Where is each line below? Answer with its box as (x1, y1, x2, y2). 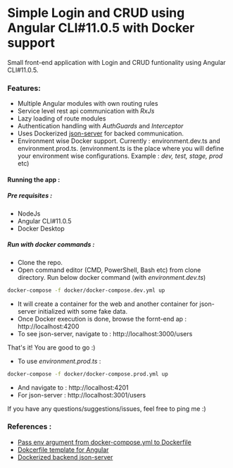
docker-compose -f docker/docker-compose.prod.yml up (7, 370, 169, 378)
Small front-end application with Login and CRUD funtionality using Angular (7, 58, 227, 66)
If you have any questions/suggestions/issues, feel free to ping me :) (7, 404, 206, 413)
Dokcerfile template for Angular (17, 445, 109, 454)
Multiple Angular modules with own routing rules (17, 99, 158, 108)
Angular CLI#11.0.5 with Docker (7, 20, 195, 36)
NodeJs (17, 209, 41, 218)
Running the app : (7, 175, 61, 184)
